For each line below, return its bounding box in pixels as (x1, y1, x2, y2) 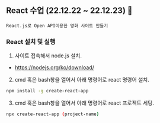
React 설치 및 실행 (6, 37, 56, 46)
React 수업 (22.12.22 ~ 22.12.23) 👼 (6, 5, 133, 16)
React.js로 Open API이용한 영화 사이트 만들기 (6, 22, 108, 28)
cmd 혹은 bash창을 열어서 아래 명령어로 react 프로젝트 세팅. (14, 99, 154, 106)
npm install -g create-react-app (6, 88, 89, 94)
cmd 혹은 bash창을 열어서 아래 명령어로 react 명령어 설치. (14, 76, 150, 83)
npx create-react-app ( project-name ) (6, 111, 100, 117)
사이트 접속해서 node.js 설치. (14, 52, 82, 59)
